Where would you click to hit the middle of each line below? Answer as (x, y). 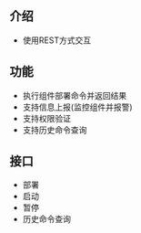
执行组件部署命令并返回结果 (75, 95)
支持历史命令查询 (55, 130)
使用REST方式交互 (57, 40)
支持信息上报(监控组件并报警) (78, 107)
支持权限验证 (46, 118)
